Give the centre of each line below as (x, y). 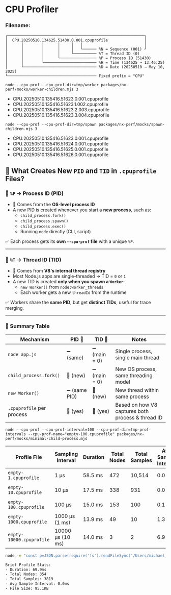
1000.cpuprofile (27, 522)
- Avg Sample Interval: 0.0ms (37, 584)
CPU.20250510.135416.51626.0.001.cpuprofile (61, 155)
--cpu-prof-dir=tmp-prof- (124, 430)
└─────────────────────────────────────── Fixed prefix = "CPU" (75, 76)
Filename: (18, 26)
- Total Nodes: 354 (26, 574)
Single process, (134, 351)
